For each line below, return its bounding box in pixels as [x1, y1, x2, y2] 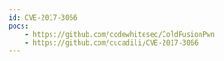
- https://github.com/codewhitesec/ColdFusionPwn [24, 30, 216, 39]
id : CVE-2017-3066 [8, 13, 78, 22]
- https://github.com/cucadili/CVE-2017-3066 [24, 38, 200, 48]
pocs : [8, 22, 29, 30]
